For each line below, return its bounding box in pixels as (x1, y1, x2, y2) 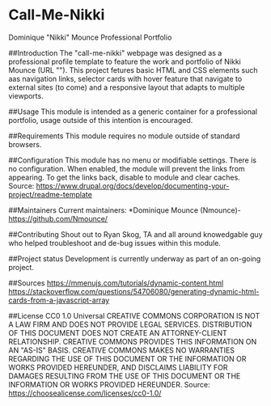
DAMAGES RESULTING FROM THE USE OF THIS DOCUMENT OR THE (8, 370, 241, 381)
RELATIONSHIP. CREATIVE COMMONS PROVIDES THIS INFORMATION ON (8, 336, 257, 346)
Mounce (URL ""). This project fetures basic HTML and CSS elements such (8, 65, 258, 74)
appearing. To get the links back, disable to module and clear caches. (8, 172, 240, 182)
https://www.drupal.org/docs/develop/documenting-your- (36, 180, 230, 191)
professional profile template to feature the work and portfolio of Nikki (8, 57, 241, 66)
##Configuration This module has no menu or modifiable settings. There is (8, 155, 257, 165)
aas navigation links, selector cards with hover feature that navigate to (8, 74, 243, 83)
